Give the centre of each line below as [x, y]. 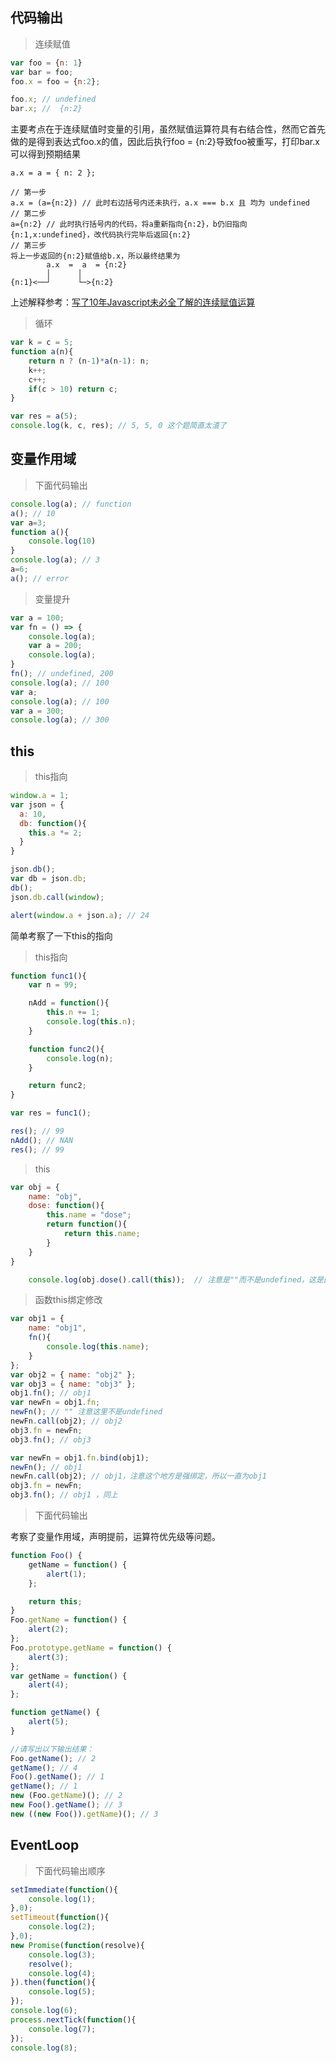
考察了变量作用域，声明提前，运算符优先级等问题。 [115, 1537]
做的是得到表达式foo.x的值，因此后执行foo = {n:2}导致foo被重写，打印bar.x [165, 142]
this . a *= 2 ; [55, 833]
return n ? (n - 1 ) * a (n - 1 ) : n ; [89, 361]
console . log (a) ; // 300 [60, 720]
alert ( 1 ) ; [66, 1574]
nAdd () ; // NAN [42, 1140]
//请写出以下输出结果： [52, 1749]
